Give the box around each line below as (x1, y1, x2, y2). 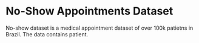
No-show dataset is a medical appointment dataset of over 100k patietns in (5, 24, 194, 31)
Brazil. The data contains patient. (5, 30, 89, 38)
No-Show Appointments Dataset (5, 4, 174, 18)
